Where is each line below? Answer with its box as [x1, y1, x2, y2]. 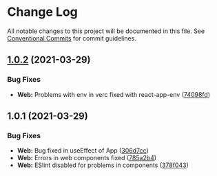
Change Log [7, 4, 78, 20]
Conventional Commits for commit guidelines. [7, 34, 136, 42]
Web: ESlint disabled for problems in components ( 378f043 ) [17, 161, 189, 169]
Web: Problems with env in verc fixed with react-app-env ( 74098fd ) [17, 90, 211, 98]
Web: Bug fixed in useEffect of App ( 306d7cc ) [17, 146, 149, 155]
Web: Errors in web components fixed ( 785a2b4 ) [17, 154, 157, 162]
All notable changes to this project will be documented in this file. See [7, 27, 205, 35]
